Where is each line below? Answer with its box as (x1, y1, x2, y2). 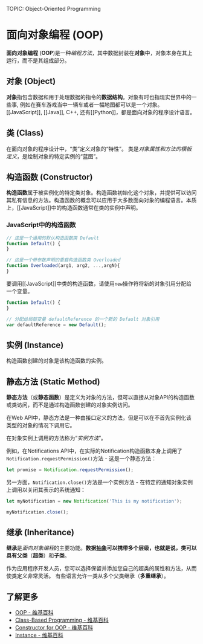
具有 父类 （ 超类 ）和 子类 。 (6, 552, 70, 559)
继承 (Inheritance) (6, 527, 74, 538)
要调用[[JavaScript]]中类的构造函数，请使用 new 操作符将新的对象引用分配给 (6, 280, 192, 287)
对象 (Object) (6, 76, 56, 86)
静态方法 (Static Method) (6, 376, 101, 387)
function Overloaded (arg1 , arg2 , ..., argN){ (6, 263, 120, 269)
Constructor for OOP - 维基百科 (14, 624, 94, 631)
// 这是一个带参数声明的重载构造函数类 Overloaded (6, 257, 121, 263)
